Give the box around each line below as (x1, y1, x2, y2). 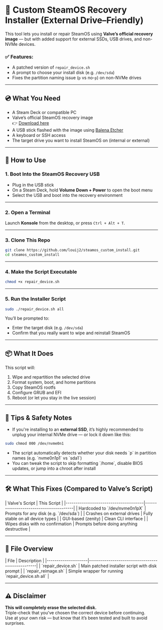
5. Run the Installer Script (5, 296, 66, 303)
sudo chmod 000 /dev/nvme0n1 (5, 441, 64, 446)
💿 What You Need (5, 94, 61, 102)
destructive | (5, 526, 31, 532)
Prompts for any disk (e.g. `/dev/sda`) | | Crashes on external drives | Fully (5, 510, 153, 516)
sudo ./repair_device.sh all (5, 306, 64, 311)
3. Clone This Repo (5, 236, 50, 243)
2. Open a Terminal (5, 209, 50, 216)
